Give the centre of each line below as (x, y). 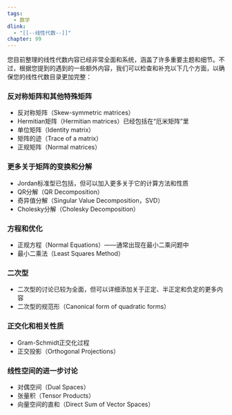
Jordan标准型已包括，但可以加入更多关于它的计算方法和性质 (103, 183)
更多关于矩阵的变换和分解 (50, 167)
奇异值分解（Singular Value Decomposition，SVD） (90, 200)
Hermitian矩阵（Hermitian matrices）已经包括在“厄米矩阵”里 (103, 121)
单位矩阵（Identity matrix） (56, 130)
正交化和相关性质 (36, 326)
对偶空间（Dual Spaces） (53, 387)
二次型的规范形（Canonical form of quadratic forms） (94, 307)
